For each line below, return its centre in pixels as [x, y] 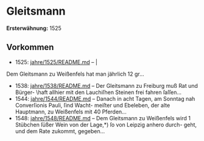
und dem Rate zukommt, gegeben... [60, 131]
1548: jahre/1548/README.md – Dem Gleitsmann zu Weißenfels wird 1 [103, 118]
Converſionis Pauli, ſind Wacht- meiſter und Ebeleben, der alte [93, 105]
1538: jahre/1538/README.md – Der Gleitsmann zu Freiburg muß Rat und [106, 85]
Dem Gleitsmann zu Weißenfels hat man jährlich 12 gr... [75, 74]
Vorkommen [30, 47]
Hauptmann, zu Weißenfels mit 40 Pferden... [71, 112]
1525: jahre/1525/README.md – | [56, 62]
